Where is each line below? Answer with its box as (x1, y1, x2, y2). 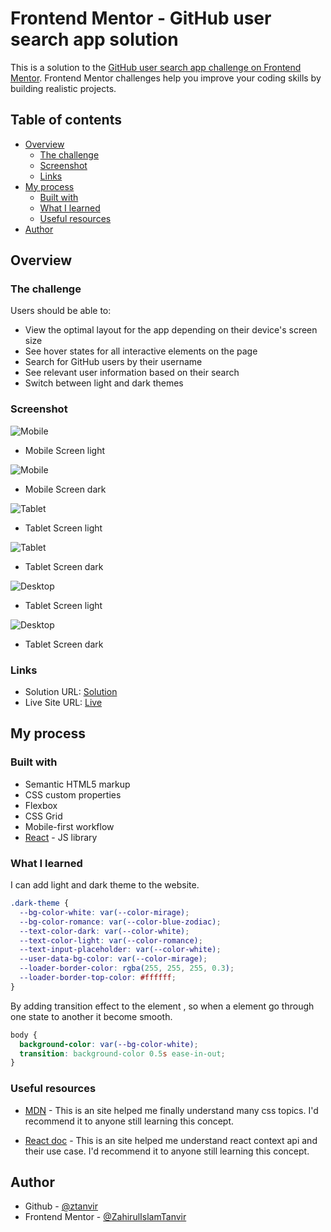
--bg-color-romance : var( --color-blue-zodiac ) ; (19, 917, 222, 927)
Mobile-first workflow (24, 820, 115, 832)
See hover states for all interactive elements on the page (24, 345, 258, 357)
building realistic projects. (10, 82, 117, 94)
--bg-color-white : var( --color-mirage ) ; (19, 907, 190, 917)
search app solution (10, 28, 179, 51)
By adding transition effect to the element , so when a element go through (10, 1000, 315, 1012)
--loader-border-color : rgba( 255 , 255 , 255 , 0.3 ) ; (19, 963, 235, 974)
